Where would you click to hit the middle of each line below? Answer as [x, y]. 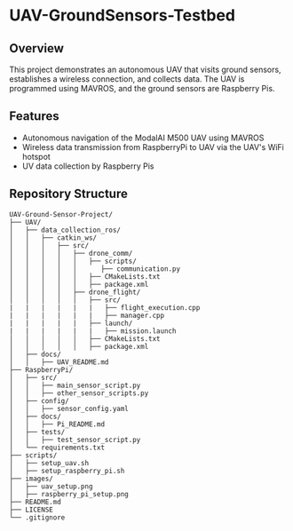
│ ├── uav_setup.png [51, 486]
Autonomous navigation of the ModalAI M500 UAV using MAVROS [143, 138]
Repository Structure [69, 194]
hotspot [36, 156]
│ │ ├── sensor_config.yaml [69, 408]
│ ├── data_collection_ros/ [65, 230]
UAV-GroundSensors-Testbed [122, 16]
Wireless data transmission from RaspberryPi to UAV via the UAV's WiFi [153, 147]
